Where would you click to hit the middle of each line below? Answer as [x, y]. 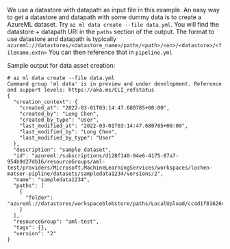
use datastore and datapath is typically [62, 39]
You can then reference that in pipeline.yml [111, 52]
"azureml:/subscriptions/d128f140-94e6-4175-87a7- [105, 156]
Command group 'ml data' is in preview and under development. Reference [115, 84]
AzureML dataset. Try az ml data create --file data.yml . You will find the [113, 24]
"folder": [39, 198]
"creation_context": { [46, 102]
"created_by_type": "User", [59, 120]
